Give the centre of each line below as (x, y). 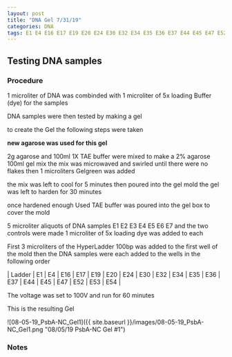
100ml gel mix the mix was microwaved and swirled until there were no (108, 164)
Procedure (25, 80)
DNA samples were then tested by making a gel (75, 116)
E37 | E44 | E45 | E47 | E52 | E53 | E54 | (64, 282)
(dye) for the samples (38, 103)
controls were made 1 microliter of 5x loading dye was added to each (105, 233)
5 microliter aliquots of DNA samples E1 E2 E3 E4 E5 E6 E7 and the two (108, 226)
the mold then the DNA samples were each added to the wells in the (104, 253)
